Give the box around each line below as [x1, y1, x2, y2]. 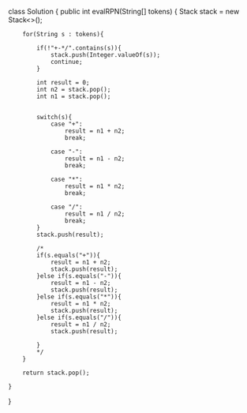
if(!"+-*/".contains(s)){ [36, 44, 122, 52]
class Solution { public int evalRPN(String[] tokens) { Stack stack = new [8, 7, 240, 16]
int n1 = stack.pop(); [36, 92, 111, 100]
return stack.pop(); [22, 369, 90, 377]
